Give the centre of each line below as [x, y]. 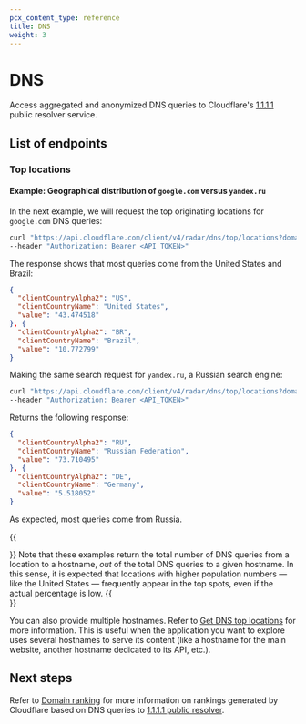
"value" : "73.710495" [59, 459]
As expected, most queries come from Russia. [96, 519]
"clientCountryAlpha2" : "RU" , [75, 443]
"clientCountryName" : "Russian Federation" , [103, 451]
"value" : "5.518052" [56, 494]
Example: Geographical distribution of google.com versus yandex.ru [138, 191]
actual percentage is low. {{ [61, 594]
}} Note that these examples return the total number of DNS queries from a [149, 555]
